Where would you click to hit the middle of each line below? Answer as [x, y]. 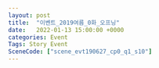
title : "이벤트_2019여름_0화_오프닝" [64, 23]
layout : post [29, 15]
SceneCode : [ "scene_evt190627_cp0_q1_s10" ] [80, 52]
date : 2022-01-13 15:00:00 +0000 [66, 30]
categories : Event [38, 37]
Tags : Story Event [38, 45]
